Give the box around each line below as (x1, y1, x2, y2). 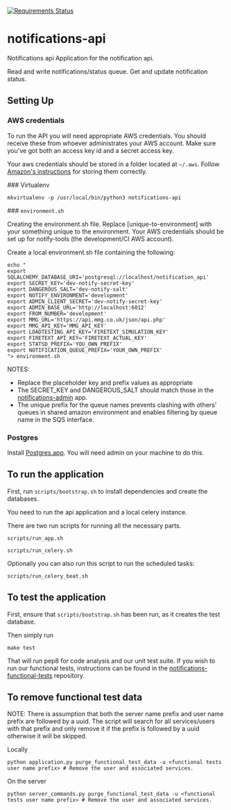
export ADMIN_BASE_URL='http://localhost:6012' (7, 304, 148, 311)
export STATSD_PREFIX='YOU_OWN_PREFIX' (7, 341, 123, 348)
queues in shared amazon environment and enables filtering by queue (17, 407, 218, 416)
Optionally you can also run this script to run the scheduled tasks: (7, 559, 195, 567)
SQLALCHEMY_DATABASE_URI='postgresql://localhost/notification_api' (7, 273, 209, 281)
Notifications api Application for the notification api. (7, 54, 155, 62)
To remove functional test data (7, 691, 143, 703)
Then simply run (7, 631, 54, 639)
